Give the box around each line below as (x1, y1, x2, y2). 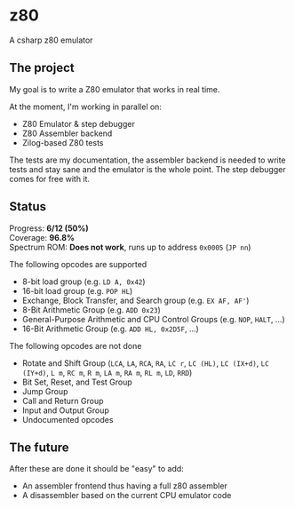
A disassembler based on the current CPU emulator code (21, 490, 232, 501)
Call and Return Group (21, 395, 104, 406)
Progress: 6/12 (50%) (9, 223, 89, 234)
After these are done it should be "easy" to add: (9, 464, 184, 474)
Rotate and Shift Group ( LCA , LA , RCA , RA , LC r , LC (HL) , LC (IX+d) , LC (21, 357, 269, 369)
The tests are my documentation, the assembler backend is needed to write (9, 155, 286, 165)
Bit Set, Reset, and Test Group (21, 377, 133, 387)
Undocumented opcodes (21, 414, 114, 425)
